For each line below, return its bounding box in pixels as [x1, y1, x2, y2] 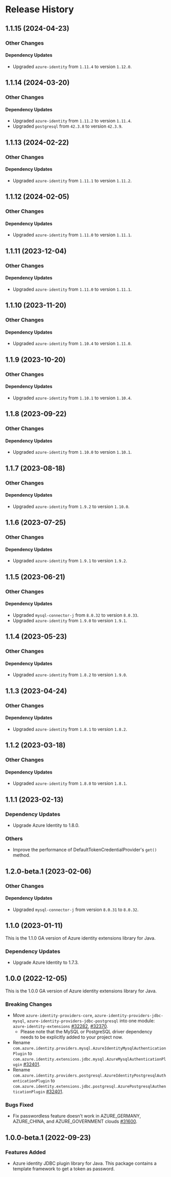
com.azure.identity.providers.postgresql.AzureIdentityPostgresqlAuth [12, 1073, 166, 1079]
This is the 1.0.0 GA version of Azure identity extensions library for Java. [5, 988, 157, 994]
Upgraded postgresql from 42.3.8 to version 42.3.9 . [12, 123, 123, 129]
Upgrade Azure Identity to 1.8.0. [12, 822, 80, 828]
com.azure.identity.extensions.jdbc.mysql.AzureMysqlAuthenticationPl [12, 1057, 166, 1062]
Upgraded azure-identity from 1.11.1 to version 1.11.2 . [12, 177, 132, 184]
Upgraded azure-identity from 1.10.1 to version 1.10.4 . [12, 395, 132, 401]
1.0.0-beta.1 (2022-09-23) [5, 1133, 91, 1142]
